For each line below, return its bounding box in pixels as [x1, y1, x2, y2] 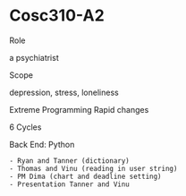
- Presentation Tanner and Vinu [9, 180, 130, 189]
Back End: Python [9, 139, 75, 149]
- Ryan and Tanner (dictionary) [9, 156, 130, 166]
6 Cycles [9, 122, 42, 132]
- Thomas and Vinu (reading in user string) [9, 164, 178, 173]
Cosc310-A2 [9, 5, 105, 26]
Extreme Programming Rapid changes [9, 104, 149, 115]
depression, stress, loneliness [9, 87, 119, 98]
